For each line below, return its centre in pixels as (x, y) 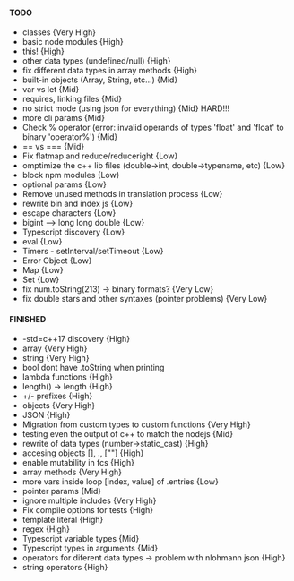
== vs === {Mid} (53, 147)
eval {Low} (42, 242)
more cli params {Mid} (64, 118)
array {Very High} (55, 348)
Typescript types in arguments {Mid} (90, 548)
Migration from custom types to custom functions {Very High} (136, 424)
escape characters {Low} (69, 213)
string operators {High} (65, 568)
